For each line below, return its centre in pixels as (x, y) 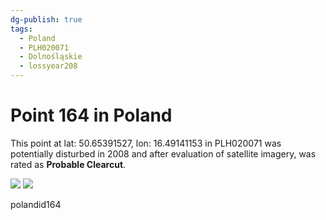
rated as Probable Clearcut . (68, 164)
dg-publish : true (46, 19)
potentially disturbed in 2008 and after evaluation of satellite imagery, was (163, 153)
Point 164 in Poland (91, 115)
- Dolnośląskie (51, 57)
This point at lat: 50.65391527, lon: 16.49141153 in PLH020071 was (146, 143)
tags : (21, 29)
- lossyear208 (48, 66)
